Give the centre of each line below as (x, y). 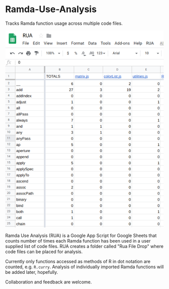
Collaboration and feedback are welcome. (49, 282)
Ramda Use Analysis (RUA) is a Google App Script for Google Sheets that (81, 235)
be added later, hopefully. (32, 272)
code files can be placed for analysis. (44, 252)
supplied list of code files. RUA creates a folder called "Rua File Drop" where (84, 246)
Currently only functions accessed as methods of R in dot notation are (78, 261)
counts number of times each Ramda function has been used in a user (78, 240)
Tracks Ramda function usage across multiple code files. (64, 23)
